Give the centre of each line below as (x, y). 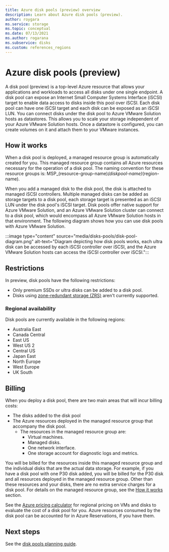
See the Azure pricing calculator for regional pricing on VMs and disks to (81, 505)
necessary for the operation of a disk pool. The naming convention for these (84, 168)
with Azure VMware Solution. (35, 226)
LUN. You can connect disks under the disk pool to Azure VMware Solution (83, 113)
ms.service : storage (27, 24)
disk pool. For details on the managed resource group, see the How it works (84, 490)
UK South (22, 373)
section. (14, 495)
